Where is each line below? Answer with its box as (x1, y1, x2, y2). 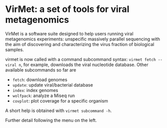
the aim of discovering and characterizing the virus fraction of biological (5, 41, 154, 47)
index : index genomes (12, 87, 59, 93)
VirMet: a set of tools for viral (5, 3, 129, 15)
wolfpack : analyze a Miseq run (12, 92, 75, 98)
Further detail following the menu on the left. (5, 117, 97, 123)
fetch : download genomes (12, 76, 68, 82)
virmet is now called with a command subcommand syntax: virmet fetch (5, 56, 156, 62)
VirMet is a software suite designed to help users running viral (5, 30, 134, 36)
